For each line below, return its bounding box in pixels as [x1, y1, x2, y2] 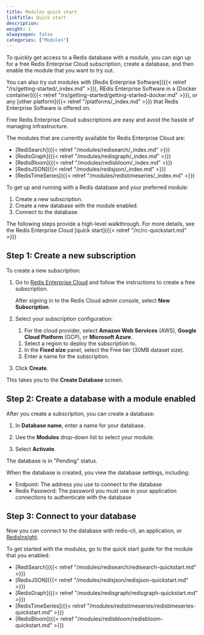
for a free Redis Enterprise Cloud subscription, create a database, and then [6, 60, 194, 67]
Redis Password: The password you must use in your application [15, 487, 177, 494]
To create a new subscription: [6, 267, 81, 274]
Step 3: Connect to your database [6, 511, 137, 521]
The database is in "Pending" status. [6, 457, 98, 464]
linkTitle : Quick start [6, 15, 67, 21]
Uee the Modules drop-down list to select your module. [15, 433, 155, 441]
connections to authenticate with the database [15, 493, 132, 501]
